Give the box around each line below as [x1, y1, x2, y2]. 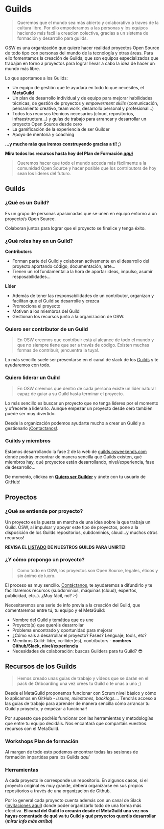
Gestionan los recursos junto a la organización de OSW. [12, 313, 125, 319]
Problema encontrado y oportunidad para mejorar [12, 627, 113, 633]
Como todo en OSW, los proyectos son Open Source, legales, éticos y [17, 567, 158, 573]
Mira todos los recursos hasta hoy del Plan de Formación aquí [5, 151, 133, 156]
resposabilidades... [12, 274, 51, 279]
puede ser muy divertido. [5, 410, 56, 416]
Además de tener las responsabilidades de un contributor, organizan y [12, 293, 154, 299]
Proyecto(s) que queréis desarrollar [12, 622, 84, 628]
